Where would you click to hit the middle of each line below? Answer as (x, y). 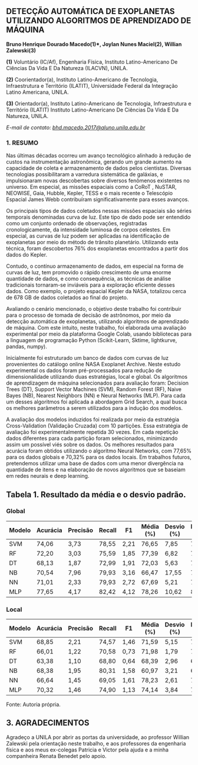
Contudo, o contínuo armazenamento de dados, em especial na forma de (95, 266)
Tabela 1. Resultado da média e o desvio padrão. (96, 495)
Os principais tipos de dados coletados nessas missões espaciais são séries (99, 211)
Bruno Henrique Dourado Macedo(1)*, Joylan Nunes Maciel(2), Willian (94, 44)
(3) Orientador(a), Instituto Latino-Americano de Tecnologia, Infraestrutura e (99, 103)
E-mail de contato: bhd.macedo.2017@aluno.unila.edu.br (76, 127)
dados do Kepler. (27, 255)
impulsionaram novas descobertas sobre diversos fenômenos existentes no (98, 180)
